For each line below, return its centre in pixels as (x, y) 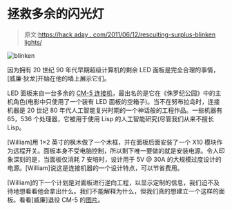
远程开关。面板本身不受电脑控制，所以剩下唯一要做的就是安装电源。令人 (116, 150)
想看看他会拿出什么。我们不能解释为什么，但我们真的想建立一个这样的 (119, 191)
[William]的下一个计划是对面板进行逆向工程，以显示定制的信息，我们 (104, 182)
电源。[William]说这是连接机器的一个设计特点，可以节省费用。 (95, 168)
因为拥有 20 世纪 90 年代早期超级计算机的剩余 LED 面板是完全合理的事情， (113, 70)
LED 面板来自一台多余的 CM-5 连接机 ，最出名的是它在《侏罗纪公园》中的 (111, 93)
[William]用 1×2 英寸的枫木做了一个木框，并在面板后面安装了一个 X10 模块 (112, 142)
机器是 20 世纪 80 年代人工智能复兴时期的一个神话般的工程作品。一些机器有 (115, 110)
